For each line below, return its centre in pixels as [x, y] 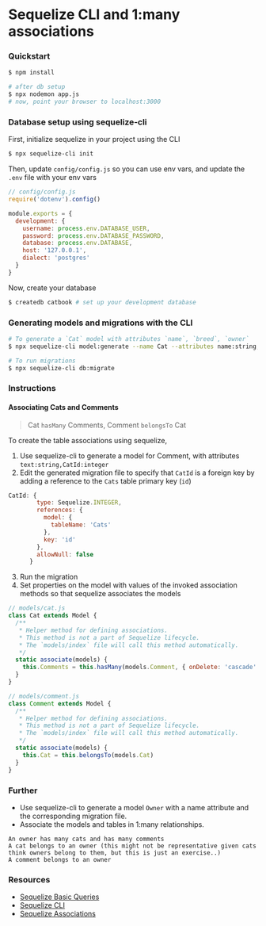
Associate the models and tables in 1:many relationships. [112, 824]
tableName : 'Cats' [81, 525]
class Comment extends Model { [60, 703]
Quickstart [29, 56]
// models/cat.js [37, 608]
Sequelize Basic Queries [59, 897]
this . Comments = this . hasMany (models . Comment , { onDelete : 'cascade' [140, 668]
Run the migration [49, 577]
